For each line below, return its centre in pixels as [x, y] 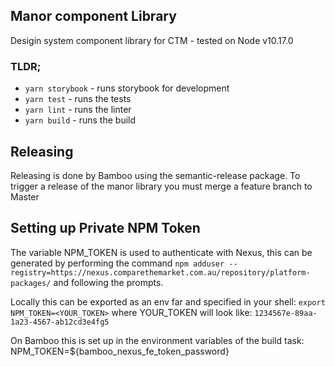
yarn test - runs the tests [78, 99]
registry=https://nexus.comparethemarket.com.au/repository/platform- [160, 272]
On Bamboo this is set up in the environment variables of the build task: [157, 340]
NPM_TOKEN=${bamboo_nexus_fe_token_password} [120, 351]
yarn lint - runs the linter [78, 110]
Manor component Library [93, 16]
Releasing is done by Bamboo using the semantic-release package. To [155, 175]
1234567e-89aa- [286, 313]
